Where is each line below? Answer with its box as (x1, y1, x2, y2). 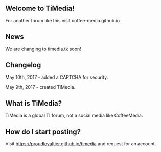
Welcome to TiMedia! (5, 4, 75, 13)
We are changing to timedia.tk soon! (5, 46, 82, 52)
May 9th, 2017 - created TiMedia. (5, 84, 76, 90)
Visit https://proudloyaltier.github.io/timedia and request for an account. (5, 141, 156, 147)
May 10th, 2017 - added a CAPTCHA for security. (5, 74, 108, 81)
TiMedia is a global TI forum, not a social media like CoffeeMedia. (5, 112, 143, 119)
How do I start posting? (5, 127, 81, 136)
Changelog (5, 61, 41, 69)
